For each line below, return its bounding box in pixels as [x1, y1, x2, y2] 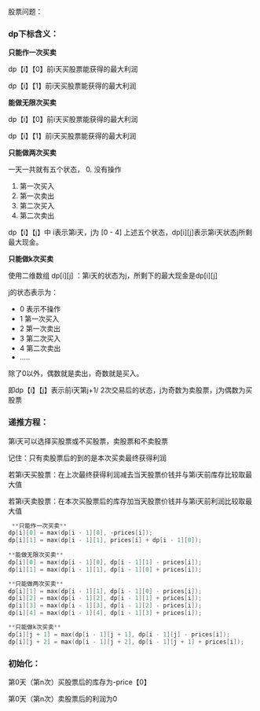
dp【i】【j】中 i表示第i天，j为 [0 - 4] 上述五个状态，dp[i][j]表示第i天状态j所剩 [8, 227, 253, 238]
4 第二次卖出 [19, 344, 61, 353]
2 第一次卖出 [19, 324, 61, 333]
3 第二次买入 [19, 333, 61, 344]
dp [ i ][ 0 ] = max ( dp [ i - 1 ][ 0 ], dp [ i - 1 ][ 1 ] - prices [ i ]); [8, 558, 203, 566]
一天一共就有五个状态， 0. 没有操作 [8, 164, 122, 175]
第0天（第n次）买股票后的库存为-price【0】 [8, 677, 151, 687]
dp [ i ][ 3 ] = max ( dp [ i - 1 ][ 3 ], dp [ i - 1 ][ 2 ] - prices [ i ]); [8, 602, 203, 610]
